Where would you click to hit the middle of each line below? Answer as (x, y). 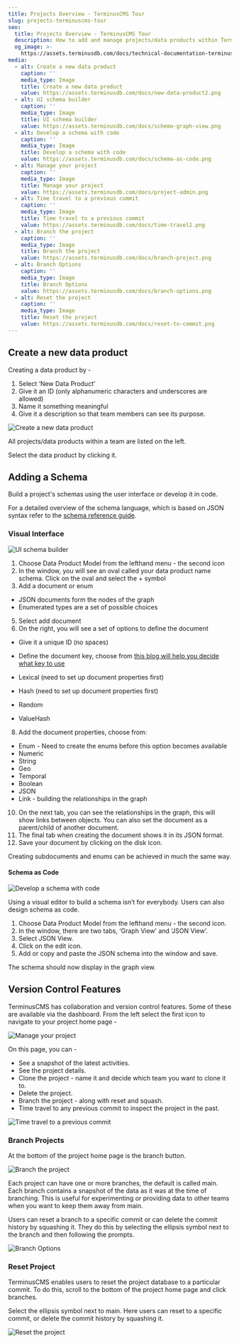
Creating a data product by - (50, 370)
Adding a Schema (48, 477)
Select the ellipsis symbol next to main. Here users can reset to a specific (115, 1311)
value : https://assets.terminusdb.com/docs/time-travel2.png (113, 225)
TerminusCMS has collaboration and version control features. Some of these (120, 1006)
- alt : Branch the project (54, 231)
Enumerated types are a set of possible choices (88, 607)
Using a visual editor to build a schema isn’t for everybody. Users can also (116, 902)
